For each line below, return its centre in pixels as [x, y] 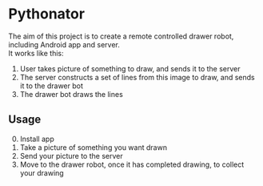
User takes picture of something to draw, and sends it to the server [130, 68]
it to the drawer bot [52, 86]
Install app [37, 139]
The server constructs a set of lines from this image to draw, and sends [137, 77]
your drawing [42, 172]
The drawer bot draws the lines [72, 94]
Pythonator [47, 14]
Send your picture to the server [71, 156]
